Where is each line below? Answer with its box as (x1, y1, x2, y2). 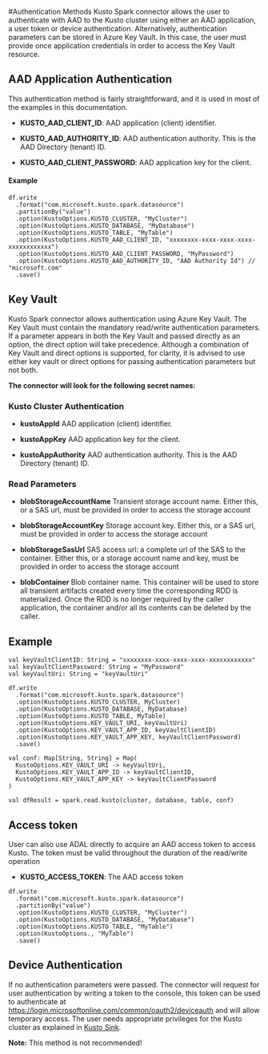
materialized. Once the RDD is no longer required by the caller (19, 594, 225, 604)
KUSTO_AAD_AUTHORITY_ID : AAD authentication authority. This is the (19, 133, 256, 143)
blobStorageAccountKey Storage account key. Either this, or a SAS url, (19, 521, 256, 530)
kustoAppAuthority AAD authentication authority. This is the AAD (19, 450, 238, 460)
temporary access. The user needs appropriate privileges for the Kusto (8, 1014, 242, 1024)
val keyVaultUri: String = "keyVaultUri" (8, 670, 149, 679)
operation (8, 857, 40, 866)
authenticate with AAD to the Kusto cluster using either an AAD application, (8, 15, 256, 25)
